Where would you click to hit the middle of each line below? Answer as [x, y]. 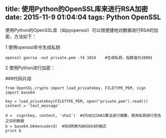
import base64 [20, 93]
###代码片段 [18, 78]
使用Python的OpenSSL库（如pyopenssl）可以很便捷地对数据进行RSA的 [80, 30]
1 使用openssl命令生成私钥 [33, 47]
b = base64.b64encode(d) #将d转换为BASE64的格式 [56, 126]
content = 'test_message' [32, 106]
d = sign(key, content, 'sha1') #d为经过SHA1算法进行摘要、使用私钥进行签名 [84, 115]
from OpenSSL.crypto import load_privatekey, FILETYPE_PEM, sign [75, 88]
